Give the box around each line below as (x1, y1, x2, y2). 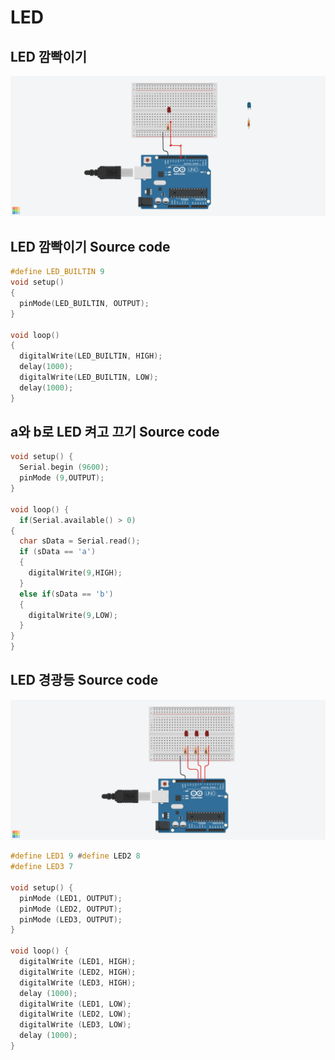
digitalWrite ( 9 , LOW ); (28, 610, 118, 620)
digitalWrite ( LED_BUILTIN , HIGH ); (19, 351, 163, 361)
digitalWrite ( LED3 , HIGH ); (19, 977, 137, 988)
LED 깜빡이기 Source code (10, 238, 171, 255)
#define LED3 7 (10, 862, 74, 872)
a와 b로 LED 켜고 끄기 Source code (10, 424, 220, 441)
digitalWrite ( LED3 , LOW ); (19, 1020, 132, 1030)
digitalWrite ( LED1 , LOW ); (19, 999, 132, 1009)
